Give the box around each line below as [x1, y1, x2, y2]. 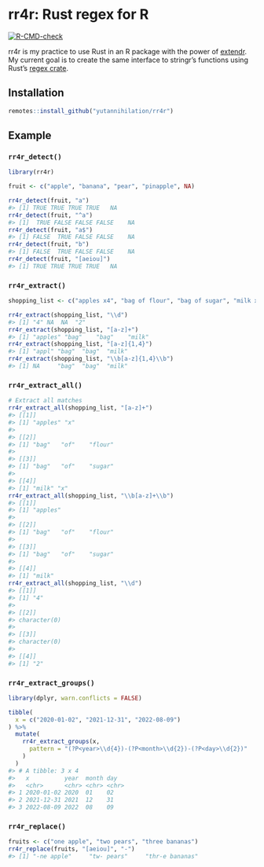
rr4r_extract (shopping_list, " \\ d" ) [8, 310, 128, 319]
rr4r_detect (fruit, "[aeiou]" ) [8, 255, 111, 263]
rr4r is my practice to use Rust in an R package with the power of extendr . [8, 46, 247, 56]
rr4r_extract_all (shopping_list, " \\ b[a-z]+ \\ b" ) [8, 491, 174, 500]
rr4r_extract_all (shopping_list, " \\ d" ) [8, 579, 143, 587]
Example [8, 129, 52, 142]
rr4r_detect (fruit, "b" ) [8, 241, 90, 248]
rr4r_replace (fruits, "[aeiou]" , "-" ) [8, 845, 135, 854]
